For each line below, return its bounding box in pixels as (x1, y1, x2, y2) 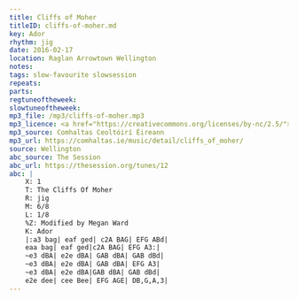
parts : (9, 87, 34, 96)
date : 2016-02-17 (9, 46, 74, 55)
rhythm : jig (9, 37, 53, 47)
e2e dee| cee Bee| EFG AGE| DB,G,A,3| (25, 276, 169, 285)
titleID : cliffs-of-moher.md (9, 21, 117, 30)
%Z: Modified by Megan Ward (25, 218, 129, 227)
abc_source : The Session (9, 152, 101, 162)
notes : (9, 63, 34, 72)
